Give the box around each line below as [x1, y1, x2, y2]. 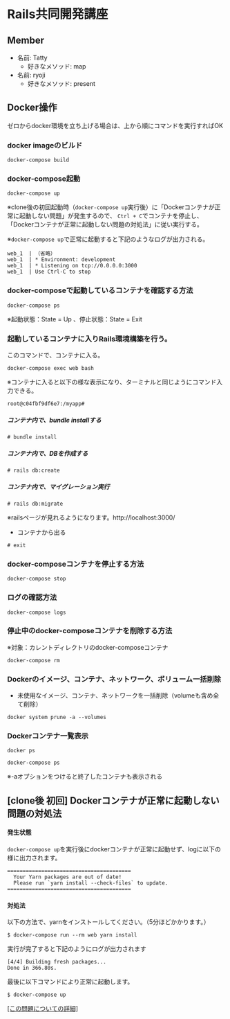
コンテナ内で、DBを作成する [7, 449, 88, 457]
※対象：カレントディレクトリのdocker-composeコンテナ [7, 643, 169, 651]
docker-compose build [7, 157, 70, 163]
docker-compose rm [7, 657, 60, 664]
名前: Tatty [17, 53, 48, 62]
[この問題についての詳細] [7, 1004, 78, 1013]
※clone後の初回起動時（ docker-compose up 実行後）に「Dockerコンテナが [7, 203, 215, 211]
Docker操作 [7, 102, 57, 114]
